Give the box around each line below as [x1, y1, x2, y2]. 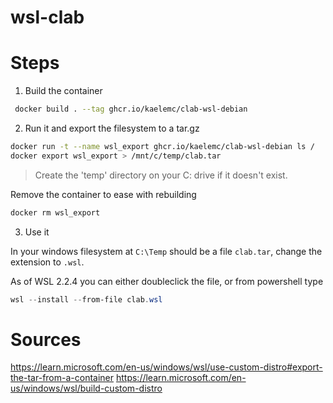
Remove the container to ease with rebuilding [10, 188, 197, 200]
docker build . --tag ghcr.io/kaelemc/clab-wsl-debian [14, 104, 248, 115]
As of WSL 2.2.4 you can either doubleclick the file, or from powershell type [10, 275, 324, 287]
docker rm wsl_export [10, 207, 101, 218]
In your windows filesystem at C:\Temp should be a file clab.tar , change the [10, 245, 323, 257]
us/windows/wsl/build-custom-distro [10, 382, 163, 395]
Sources [10, 328, 82, 351]
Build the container [24, 85, 103, 97]
